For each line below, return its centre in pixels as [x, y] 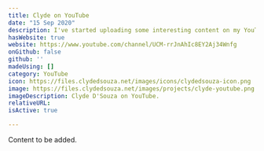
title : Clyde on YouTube [49, 15]
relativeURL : [29, 103]
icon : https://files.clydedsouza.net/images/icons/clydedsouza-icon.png [130, 81]
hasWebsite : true [37, 37]
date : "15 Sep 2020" [42, 23]
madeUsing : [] [31, 67]
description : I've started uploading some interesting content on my [125, 30]
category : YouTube [38, 74]
